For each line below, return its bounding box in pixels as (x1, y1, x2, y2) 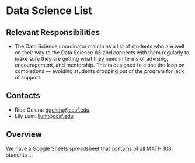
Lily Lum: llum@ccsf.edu (14, 112, 74, 119)
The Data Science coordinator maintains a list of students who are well (14, 43, 185, 50)
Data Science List (6, 4, 92, 18)
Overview (6, 130, 43, 140)
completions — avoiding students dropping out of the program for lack (14, 68, 184, 74)
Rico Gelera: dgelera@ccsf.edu (14, 106, 90, 113)
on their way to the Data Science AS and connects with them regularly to (14, 49, 190, 56)
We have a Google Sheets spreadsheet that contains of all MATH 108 (6, 145, 172, 152)
